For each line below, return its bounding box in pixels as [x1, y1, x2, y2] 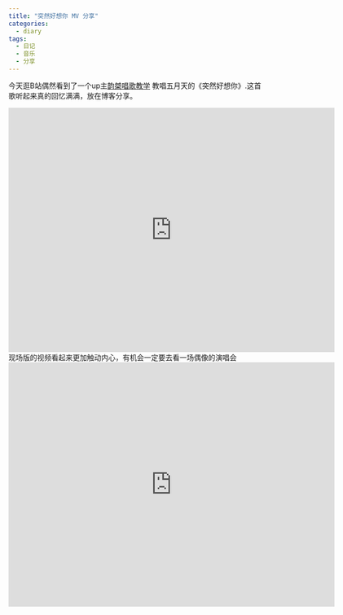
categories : [8, 20, 49, 28]
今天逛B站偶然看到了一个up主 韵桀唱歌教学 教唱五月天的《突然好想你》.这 [8, 81, 254, 90]
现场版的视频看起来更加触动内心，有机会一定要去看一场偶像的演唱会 [8, 352, 237, 362]
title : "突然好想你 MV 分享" [8, 11, 99, 20]
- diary [15, 27, 42, 35]
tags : [8, 34, 27, 43]
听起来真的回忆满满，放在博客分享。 [15, 90, 137, 100]
